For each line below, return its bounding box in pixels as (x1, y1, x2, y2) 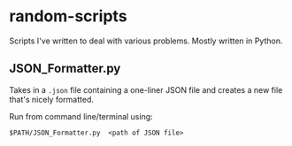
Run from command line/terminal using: (9, 111, 153, 121)
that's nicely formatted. (9, 94, 95, 104)
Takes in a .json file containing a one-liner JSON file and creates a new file (9, 84, 283, 95)
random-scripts (9, 6, 127, 27)
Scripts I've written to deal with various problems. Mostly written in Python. (9, 35, 283, 46)
